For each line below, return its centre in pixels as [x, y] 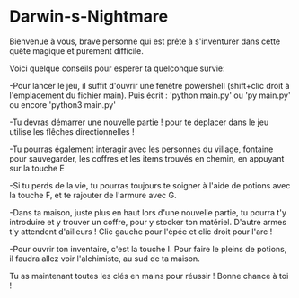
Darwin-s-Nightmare [89, 17]
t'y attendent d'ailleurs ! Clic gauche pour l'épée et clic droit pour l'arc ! [141, 232]
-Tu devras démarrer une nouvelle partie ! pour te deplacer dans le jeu [139, 122]
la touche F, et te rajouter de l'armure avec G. [93, 195]
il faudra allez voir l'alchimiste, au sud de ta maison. [105, 259]
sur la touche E [37, 168]
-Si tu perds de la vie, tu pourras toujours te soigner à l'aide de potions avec [150, 185]
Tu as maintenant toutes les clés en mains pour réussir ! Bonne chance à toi [149, 276]
